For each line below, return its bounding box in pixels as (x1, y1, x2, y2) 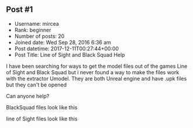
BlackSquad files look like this (6, 103, 78, 110)
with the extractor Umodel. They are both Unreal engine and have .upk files (6, 75, 187, 82)
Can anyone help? (6, 92, 50, 99)
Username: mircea (14, 20, 59, 27)
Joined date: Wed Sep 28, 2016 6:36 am (14, 39, 111, 46)
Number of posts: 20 (14, 32, 65, 40)
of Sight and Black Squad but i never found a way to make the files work (6, 68, 180, 75)
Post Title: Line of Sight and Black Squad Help (14, 51, 125, 58)
